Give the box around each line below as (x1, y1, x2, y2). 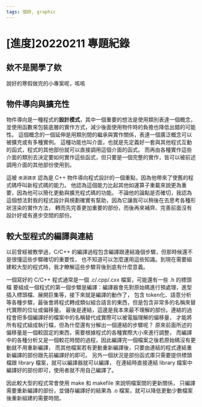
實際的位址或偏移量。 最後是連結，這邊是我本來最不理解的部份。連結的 (11, 306, 187, 314)
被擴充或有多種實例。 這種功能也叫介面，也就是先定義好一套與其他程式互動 (6, 139, 192, 146)
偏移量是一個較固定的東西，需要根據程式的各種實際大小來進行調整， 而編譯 (6, 329, 192, 336)
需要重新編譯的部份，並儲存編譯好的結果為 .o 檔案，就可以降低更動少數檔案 (6, 387, 194, 394)
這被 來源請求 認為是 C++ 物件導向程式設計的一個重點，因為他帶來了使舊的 (6, 174, 189, 181)
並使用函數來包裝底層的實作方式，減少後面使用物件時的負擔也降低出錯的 (6, 124, 185, 131)
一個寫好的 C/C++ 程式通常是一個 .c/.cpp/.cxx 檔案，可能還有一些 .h (6, 276, 175, 283)
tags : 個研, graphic (6, 8, 56, 15)
